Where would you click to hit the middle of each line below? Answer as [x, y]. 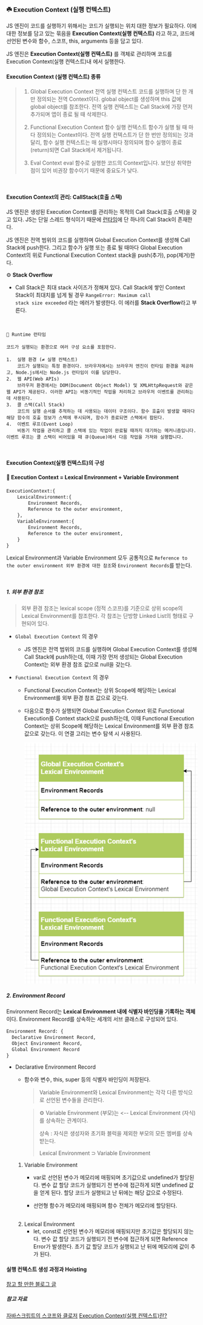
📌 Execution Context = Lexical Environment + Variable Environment [92, 477]
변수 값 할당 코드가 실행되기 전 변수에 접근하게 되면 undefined [115, 1185]
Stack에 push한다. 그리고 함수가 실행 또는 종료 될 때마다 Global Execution [95, 247]
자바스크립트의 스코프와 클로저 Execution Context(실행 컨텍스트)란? [87, 1315]
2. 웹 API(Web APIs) [33, 379]
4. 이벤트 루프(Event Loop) [40, 424]
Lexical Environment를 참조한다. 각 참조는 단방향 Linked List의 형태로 [104, 616]
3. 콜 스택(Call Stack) [36, 405]
